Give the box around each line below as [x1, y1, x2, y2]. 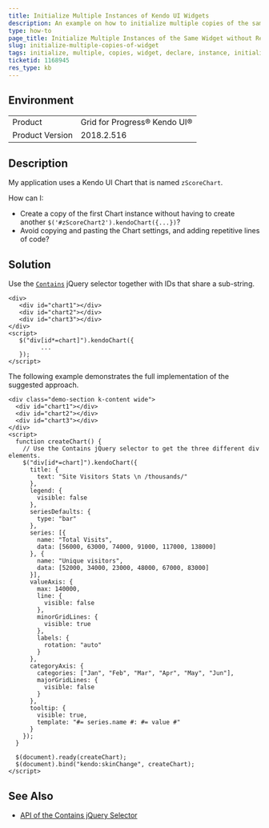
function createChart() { [15, 438, 102, 446]
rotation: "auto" [43, 641, 102, 649]
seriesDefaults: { [29, 508, 91, 516]
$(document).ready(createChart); [15, 753, 127, 761]
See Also [8, 789, 54, 802]
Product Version [12, 129, 74, 140]
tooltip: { [29, 705, 66, 713]
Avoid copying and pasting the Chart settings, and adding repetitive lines [19, 226, 260, 236]
